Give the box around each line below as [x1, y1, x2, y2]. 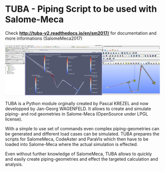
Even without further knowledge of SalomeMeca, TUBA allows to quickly [5, 151, 152, 157]
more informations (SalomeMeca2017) [5, 35, 82, 41]
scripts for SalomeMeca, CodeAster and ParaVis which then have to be [5, 136, 149, 142]
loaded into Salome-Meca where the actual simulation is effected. [5, 141, 138, 147]
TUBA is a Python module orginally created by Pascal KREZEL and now [5, 100, 149, 106]
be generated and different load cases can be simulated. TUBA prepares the [5, 131, 160, 137]
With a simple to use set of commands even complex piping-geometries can [5, 125, 160, 131]
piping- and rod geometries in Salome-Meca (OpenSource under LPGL [5, 111, 148, 116]
